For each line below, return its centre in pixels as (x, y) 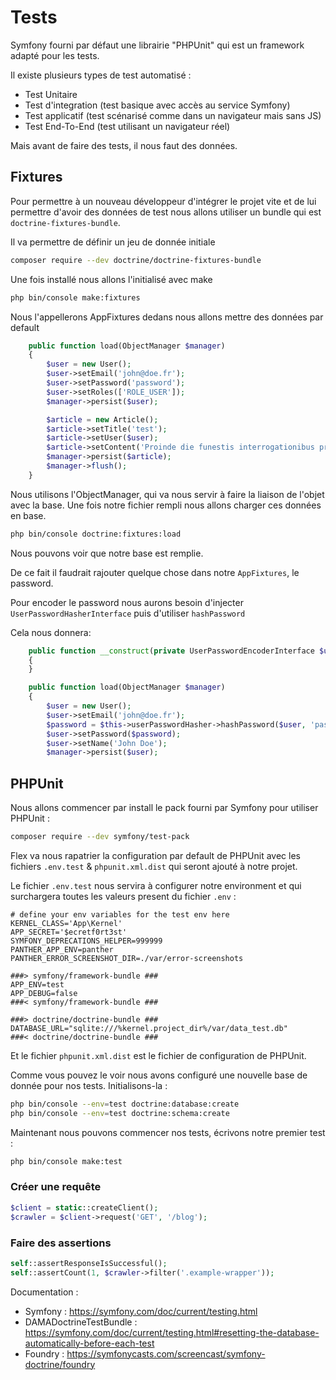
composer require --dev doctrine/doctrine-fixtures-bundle (136, 260)
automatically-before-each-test (89, 1343)
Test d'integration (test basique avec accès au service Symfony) (157, 105)
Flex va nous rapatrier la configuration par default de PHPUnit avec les (155, 855)
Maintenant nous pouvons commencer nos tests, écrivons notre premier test (168, 1132)
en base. (28, 515)
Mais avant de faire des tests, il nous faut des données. (124, 145)
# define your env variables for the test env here (120, 914)
